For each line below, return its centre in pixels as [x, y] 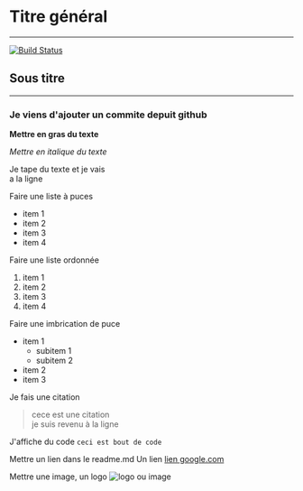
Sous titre [37, 79]
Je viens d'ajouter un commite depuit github [108, 115]
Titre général [59, 17]
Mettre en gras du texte [54, 134]
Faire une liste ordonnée [54, 260]
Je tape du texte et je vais [57, 170]
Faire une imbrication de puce [65, 324]
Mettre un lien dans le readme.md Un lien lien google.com [117, 459]
